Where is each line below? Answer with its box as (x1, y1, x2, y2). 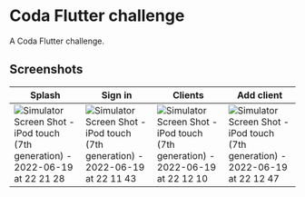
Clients (172, 88, 204, 101)
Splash (30, 88, 61, 101)
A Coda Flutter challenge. (9, 35, 105, 46)
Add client (237, 88, 283, 101)
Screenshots (9, 62, 84, 77)
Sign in (101, 88, 133, 101)
